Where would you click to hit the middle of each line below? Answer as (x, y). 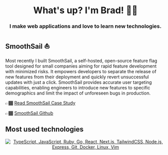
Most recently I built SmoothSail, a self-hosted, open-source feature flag (81, 60)
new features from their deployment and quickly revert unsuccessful (77, 77)
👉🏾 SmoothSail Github (29, 113)
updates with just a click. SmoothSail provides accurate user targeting (79, 82)
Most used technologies (45, 129)
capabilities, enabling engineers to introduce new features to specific (78, 87)
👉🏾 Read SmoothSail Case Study (40, 103)
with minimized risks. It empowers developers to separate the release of (81, 71)
